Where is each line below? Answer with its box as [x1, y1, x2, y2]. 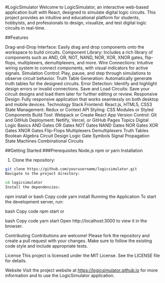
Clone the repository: [12, 157, 55, 163]
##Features [5, 34, 28, 40]
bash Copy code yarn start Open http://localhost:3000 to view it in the [5, 218, 147, 224]
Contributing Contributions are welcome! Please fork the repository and [5, 232, 150, 238]
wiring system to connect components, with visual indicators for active [5, 65, 148, 71]
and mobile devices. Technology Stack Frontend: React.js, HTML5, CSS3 [5, 102, 152, 107]
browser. [5, 223, 23, 229]
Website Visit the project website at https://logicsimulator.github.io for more [5, 267, 158, 273]
